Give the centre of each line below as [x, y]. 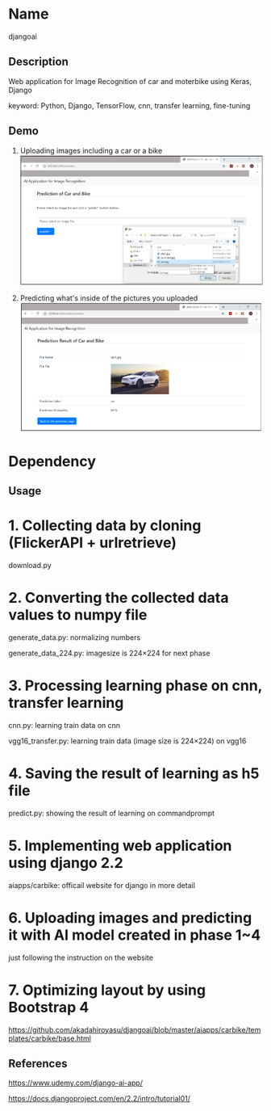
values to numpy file [78, 615]
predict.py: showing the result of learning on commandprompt [112, 813]
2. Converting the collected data [119, 598]
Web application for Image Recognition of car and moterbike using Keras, [130, 81]
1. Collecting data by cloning [105, 526]
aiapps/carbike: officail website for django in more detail [102, 885]
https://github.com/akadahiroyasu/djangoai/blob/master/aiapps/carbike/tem [135, 1029]
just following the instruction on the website [81, 957]
